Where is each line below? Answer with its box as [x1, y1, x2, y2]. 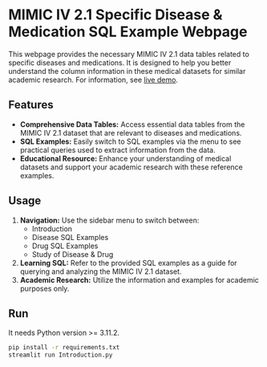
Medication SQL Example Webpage [8, 22, 248, 41]
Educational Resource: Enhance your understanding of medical [19, 153, 232, 163]
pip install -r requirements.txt [8, 344, 120, 352]
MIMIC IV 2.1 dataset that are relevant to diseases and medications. [19, 128, 242, 137]
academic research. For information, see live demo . [8, 75, 179, 84]
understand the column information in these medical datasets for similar [8, 66, 246, 75]
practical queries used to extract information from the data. [19, 145, 216, 154]
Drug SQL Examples [31, 241, 99, 251]
